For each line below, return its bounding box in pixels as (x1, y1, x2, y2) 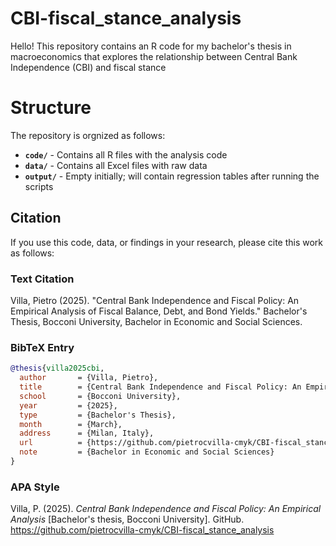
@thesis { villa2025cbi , (10, 363, 105, 374)
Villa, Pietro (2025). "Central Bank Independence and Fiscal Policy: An (10, 294, 300, 306)
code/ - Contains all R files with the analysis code (24, 148, 228, 161)
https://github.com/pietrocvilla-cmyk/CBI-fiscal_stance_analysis (10, 524, 275, 536)
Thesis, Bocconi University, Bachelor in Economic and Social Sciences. (10, 315, 303, 327)
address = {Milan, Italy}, (19, 428, 155, 439)
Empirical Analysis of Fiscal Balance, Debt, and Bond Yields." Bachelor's (10, 305, 308, 317)
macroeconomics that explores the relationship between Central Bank (10, 50, 298, 62)
